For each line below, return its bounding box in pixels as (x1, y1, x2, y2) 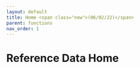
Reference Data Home (6, 52, 119, 65)
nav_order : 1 (6, 25, 39, 32)
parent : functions (6, 20, 53, 26)
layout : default (6, 8, 47, 15)
